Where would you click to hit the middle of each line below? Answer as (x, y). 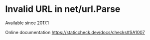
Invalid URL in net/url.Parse (63, 9)
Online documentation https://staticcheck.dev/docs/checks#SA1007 (75, 32)
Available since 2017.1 (27, 23)
